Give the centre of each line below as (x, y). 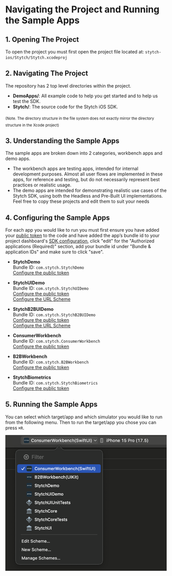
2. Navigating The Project (47, 73)
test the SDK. (27, 101)
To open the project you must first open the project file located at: (75, 52)
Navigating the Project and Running (82, 10)
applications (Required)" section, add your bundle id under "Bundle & (78, 247)
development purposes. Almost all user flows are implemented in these (88, 174)
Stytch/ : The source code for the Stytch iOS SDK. (65, 107)
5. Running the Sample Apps (51, 404)
